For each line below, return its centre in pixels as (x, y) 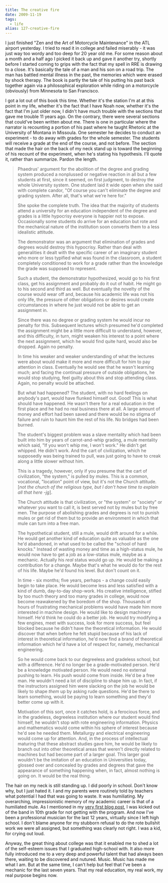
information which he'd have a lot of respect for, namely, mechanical (88, 644)
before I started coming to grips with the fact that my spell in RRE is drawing (84, 64)
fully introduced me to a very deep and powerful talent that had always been (84, 854)
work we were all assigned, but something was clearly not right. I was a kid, (83, 828)
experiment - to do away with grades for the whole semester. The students (82, 138)
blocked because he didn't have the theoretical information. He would (90, 628)
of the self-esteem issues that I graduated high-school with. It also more (80, 849)
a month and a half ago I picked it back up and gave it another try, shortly (81, 59)
